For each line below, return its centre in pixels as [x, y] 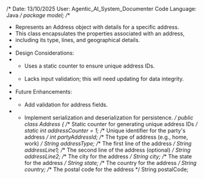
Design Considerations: [45, 53]
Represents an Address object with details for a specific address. [97, 27]
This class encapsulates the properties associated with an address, [100, 33]
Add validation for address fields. [66, 105]
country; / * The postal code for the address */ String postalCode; [106, 169]
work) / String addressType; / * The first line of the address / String [108, 143]
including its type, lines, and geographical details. [78, 40]
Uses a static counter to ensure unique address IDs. [89, 66]
